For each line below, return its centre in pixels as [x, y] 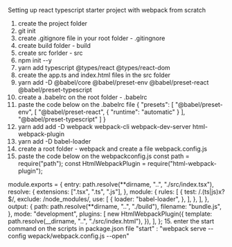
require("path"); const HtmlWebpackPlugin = [82, 163]
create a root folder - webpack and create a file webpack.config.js [112, 149]
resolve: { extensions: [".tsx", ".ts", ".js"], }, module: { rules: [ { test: [102, 191]
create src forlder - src [50, 53]
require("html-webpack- [182, 163]
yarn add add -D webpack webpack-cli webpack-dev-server [104, 127]
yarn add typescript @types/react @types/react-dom [94, 68]
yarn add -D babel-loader [54, 141]
